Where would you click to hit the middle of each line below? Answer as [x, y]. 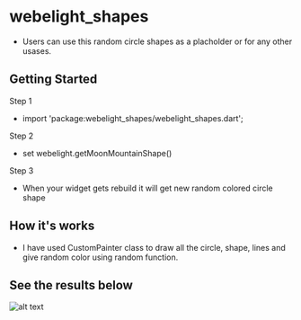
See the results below [71, 285]
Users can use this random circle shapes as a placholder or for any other [157, 41]
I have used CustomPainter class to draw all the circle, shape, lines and [154, 247]
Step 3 [22, 170]
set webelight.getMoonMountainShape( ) [97, 153]
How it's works [52, 226]
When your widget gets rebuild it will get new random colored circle [148, 188]
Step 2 [22, 136]
